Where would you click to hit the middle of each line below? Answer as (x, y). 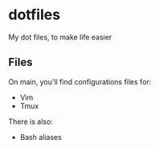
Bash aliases (41, 137)
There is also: (31, 121)
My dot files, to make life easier (60, 37)
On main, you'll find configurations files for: (80, 81)
